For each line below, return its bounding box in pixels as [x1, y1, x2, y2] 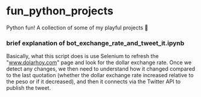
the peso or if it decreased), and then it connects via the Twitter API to [6, 78, 181, 85]
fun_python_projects [6, 4, 113, 18]
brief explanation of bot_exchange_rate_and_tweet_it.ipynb [6, 39, 185, 47]
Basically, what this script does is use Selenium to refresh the [6, 53, 159, 60]
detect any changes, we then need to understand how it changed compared [6, 65, 196, 72]
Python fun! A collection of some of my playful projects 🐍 [6, 24, 148, 31]
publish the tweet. [6, 84, 51, 92]
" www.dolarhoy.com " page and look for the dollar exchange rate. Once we [6, 59, 192, 66]
